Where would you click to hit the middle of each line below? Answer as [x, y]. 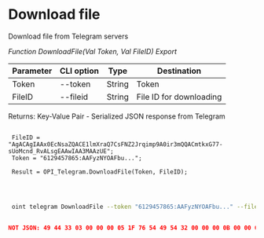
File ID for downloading [179, 97]
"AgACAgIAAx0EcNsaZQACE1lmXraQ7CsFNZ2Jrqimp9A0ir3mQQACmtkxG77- [115, 144]
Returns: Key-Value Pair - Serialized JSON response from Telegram [117, 116]
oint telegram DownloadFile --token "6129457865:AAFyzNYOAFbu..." [123, 207]
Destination [179, 71]
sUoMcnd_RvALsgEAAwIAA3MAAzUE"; [61, 151]
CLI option [79, 71]
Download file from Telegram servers [68, 36]
